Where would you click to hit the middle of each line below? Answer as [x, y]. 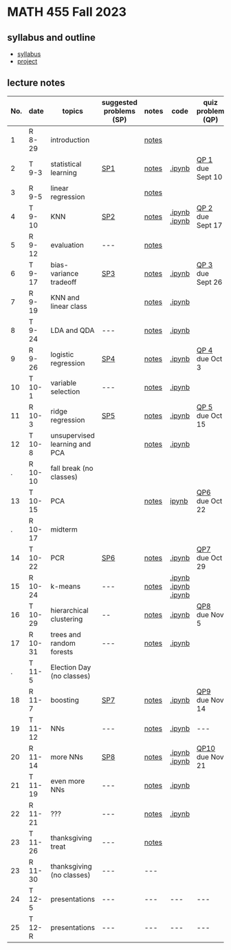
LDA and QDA [73, 330]
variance [65, 273]
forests [62, 651]
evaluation [67, 245]
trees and [66, 634]
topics [73, 111]
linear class [69, 306]
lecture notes [36, 83]
